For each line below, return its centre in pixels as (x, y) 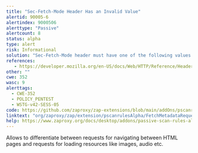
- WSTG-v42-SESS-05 (35, 104)
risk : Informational (32, 50)
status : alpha (24, 39)
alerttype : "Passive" (33, 28)
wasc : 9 (16, 83)
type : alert (21, 45)
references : (21, 61)
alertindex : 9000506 (32, 22)
